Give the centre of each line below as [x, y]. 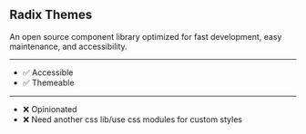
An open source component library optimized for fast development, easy [146, 36]
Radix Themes [51, 15]
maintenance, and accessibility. [68, 46]
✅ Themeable [48, 82]
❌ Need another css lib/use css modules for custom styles [133, 119]
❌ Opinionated [50, 109]
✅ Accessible [48, 72]
